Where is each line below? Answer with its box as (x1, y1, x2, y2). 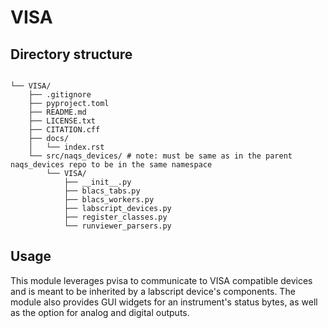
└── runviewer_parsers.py (63, 221, 172, 231)
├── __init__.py (63, 177, 132, 187)
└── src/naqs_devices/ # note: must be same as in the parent (28, 151, 293, 161)
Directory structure (10, 46, 133, 63)
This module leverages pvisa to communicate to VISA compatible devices (10, 274, 313, 286)
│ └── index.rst (28, 142, 105, 152)
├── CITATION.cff (28, 125, 101, 135)
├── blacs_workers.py (63, 195, 155, 205)
